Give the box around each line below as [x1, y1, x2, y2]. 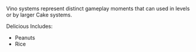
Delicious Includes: [6, 23, 53, 30]
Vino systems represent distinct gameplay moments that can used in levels [6, 5, 190, 12]
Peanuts [14, 34, 36, 41]
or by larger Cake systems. [6, 11, 73, 18]
